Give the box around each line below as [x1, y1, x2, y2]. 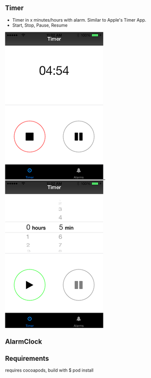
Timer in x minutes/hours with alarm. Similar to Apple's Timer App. [12, 17, 147, 23]
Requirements [5, 354, 49, 363]
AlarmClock [5, 338, 43, 346]
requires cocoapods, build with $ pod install [5, 367, 94, 373]
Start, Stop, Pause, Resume [12, 22, 68, 28]
